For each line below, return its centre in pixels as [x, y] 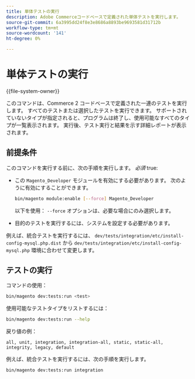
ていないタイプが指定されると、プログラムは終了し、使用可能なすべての [93, 118]
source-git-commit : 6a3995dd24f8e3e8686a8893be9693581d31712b [83, 22]
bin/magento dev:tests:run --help [48, 319]
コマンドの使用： [27, 285]
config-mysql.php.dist [34, 243]
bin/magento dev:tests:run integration [55, 370]
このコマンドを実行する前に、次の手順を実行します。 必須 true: [82, 168]
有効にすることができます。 [58, 187]
